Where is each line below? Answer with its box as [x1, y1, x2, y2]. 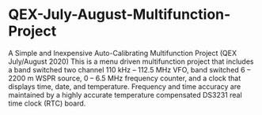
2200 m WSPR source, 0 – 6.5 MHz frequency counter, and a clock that [8, 73, 241, 83]
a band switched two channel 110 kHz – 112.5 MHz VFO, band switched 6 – [8, 65, 251, 74]
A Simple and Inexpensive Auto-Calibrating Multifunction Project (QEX [8, 48, 237, 57]
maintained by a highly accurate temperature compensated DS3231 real [8, 90, 243, 99]
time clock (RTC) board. [8, 98, 86, 108]
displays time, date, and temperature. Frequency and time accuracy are [8, 81, 241, 91]
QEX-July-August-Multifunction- [8, 6, 231, 24]
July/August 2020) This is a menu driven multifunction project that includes [8, 57, 254, 66]
